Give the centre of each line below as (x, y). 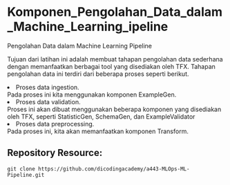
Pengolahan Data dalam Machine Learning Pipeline (80, 46)
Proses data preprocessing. (55, 124)
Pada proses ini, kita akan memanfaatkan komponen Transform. (98, 131)
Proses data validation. (48, 101)
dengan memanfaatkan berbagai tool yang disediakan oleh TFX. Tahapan (112, 66)
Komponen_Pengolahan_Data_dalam (115, 12)
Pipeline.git (26, 175)
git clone (21, 169)
